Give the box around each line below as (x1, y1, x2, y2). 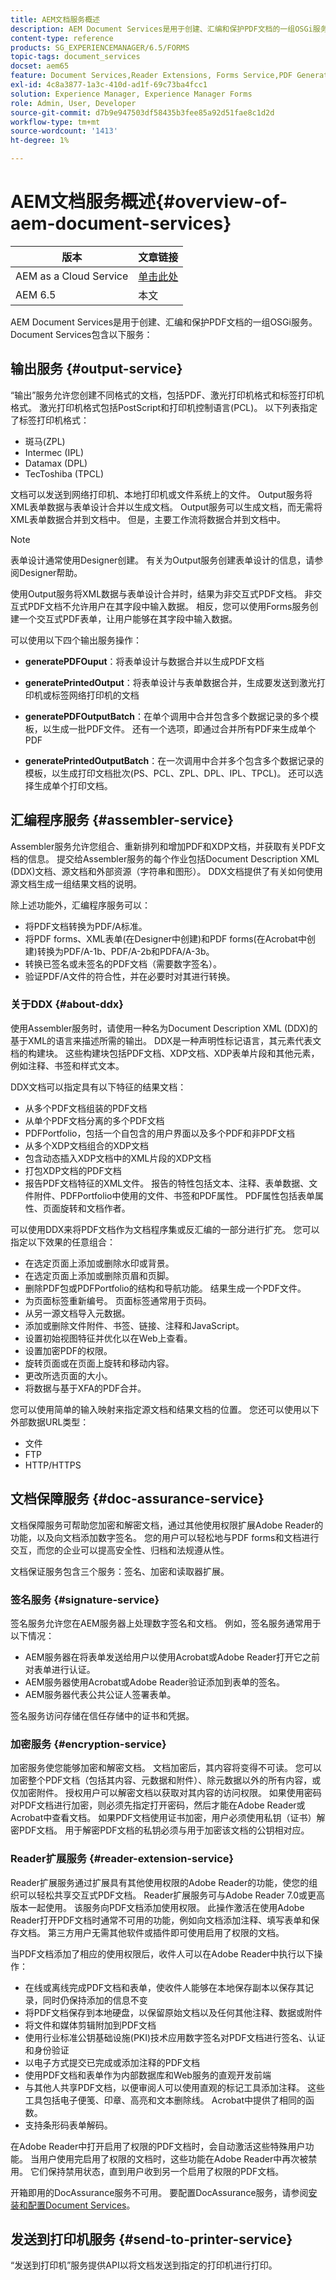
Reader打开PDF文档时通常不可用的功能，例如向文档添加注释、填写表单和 (10, 1914, 312, 1926)
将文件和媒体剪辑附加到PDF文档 (24, 2019, 157, 2031)
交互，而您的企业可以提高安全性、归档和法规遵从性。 (10, 1544, 230, 1556)
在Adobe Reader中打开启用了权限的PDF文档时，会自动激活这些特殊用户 (10, 2140, 306, 2152)
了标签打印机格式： (10, 414, 90, 426)
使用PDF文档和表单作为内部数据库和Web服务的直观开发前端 (24, 2069, 272, 2081)
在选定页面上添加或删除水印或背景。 (24, 1257, 175, 1269)
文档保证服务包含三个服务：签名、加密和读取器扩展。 (10, 1565, 230, 1577)
